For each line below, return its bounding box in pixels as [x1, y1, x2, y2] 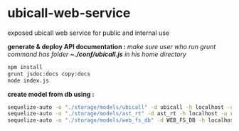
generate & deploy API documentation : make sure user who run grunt [7, 42, 216, 51]
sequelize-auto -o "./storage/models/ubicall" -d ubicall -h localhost [7, 103, 224, 111]
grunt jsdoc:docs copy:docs [7, 70, 91, 78]
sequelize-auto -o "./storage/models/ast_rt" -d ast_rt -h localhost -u [7, 110, 228, 117]
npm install [7, 63, 43, 70]
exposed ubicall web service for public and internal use [7, 28, 169, 37]
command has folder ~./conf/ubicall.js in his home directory [7, 50, 187, 58]
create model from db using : [7, 90, 95, 98]
